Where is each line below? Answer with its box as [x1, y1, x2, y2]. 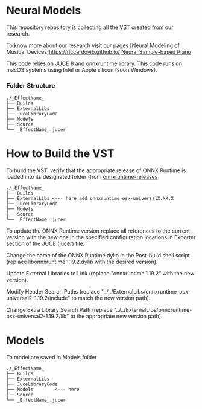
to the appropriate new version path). [70, 312, 163, 320]
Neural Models [6, 4, 81, 18]
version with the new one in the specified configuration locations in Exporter [6, 234, 196, 241]
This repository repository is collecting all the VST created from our [6, 24, 174, 31]
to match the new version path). [71, 294, 151, 302]
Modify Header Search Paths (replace [6, 288, 101, 295]
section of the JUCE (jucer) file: [6, 240, 85, 248]
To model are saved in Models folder [6, 354, 97, 361]
